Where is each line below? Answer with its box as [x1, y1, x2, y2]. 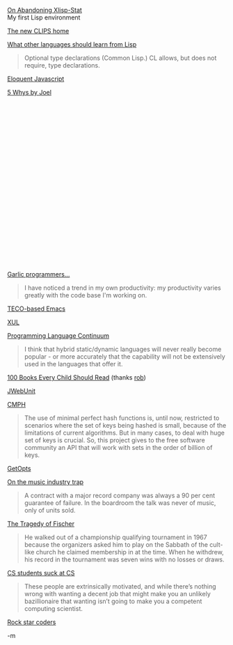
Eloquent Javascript [7, 75, 65, 83]
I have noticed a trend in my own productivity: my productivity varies [24, 283, 221, 292]
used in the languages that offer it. [24, 360, 123, 368]
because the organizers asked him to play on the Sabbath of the [24, 541, 209, 549]
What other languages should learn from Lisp [7, 40, 137, 48]
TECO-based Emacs [7, 304, 66, 313]
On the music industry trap [7, 478, 84, 486]
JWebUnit [7, 387, 36, 395]
